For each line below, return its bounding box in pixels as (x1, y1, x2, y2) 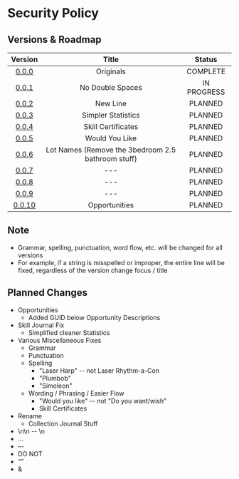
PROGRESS (187, 87, 225, 97)
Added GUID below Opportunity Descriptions (28, 313, 161, 321)
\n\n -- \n (17, 426, 45, 436)
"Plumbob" (38, 374, 71, 382)
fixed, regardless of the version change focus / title (17, 266, 168, 274)
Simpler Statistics (81, 110, 140, 120)
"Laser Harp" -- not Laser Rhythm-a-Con (38, 366, 160, 375)
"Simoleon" (38, 381, 73, 390)
